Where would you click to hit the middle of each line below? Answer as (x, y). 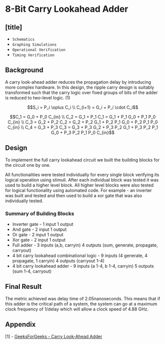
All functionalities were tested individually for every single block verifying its (82, 174)
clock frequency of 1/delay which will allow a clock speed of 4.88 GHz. (77, 309)
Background (24, 70)
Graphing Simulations (34, 45)
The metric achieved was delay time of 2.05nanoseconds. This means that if (83, 298)
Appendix (20, 325)
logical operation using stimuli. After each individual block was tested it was (82, 180)
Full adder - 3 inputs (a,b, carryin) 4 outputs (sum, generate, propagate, (85, 245)
